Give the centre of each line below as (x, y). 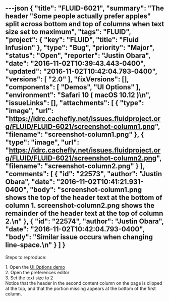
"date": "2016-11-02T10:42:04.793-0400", (75, 229)
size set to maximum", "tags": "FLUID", (68, 32)
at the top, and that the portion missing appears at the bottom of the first (81, 288)
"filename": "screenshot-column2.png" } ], (75, 166)
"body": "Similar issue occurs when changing (79, 237)
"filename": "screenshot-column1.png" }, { (75, 135)
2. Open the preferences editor (37, 272)
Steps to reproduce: (26, 257)
